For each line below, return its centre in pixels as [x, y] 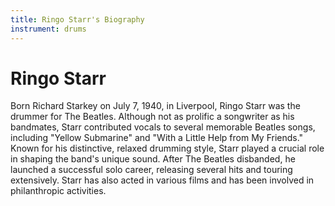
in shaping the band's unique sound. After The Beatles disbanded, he [153, 159]
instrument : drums [48, 29]
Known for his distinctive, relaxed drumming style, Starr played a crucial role [167, 148]
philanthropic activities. [58, 191]
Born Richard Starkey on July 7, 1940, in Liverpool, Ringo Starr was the [155, 106]
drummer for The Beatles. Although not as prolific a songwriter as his [152, 117]
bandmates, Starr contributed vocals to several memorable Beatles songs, [163, 127]
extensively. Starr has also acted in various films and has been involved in [162, 180]
